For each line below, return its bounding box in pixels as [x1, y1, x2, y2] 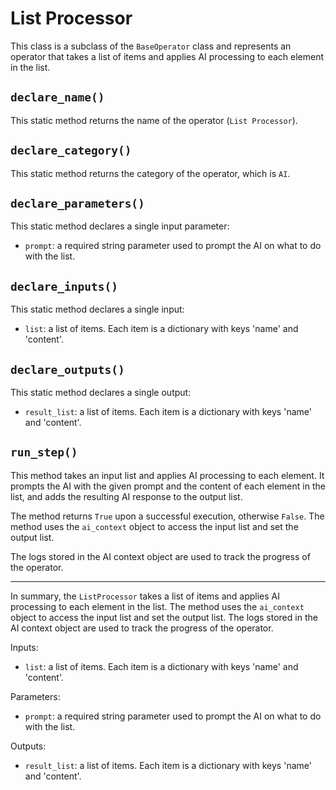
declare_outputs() [10, 362, 125, 377]
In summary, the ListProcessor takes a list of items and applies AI [10, 590, 281, 602]
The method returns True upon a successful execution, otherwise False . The [10, 510, 325, 522]
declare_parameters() [10, 196, 145, 211]
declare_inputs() [10, 279, 118, 294]
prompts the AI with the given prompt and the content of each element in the [10, 480, 326, 492]
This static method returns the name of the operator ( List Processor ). [10, 114, 298, 126]
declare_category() [10, 143, 132, 158]
